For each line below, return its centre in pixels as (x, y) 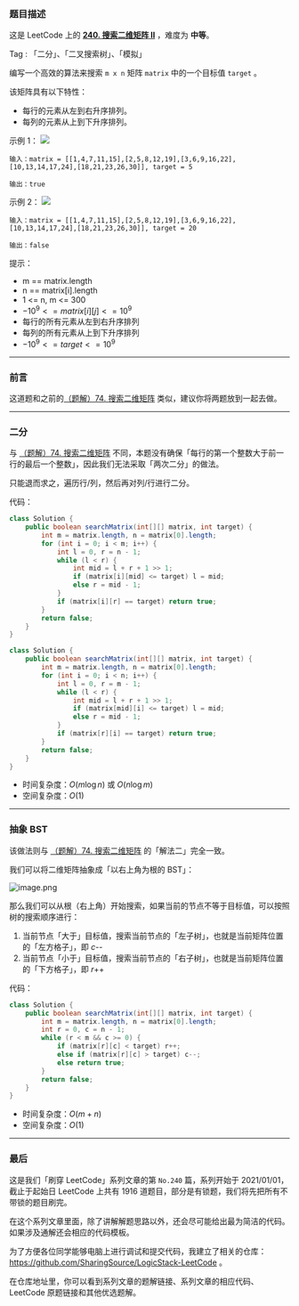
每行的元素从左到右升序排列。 (77, 111)
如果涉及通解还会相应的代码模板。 (72, 1232)
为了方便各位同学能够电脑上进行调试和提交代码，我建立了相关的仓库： (138, 1251)
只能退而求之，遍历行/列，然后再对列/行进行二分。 (102, 483)
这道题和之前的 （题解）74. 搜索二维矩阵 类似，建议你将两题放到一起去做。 (145, 398)
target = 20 (175, 229)
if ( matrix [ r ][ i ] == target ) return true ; (137, 734)
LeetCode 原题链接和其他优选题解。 (75, 1292)
